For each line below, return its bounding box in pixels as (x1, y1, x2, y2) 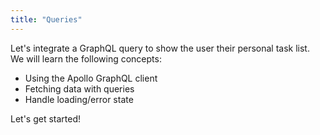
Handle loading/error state (24, 93, 134, 105)
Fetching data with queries (24, 82, 135, 95)
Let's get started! (10, 112, 82, 125)
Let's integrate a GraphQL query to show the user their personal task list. (10, 42, 310, 54)
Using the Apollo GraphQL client (24, 72, 158, 84)
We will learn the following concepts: (10, 52, 162, 65)
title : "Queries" (10, 14, 83, 25)
